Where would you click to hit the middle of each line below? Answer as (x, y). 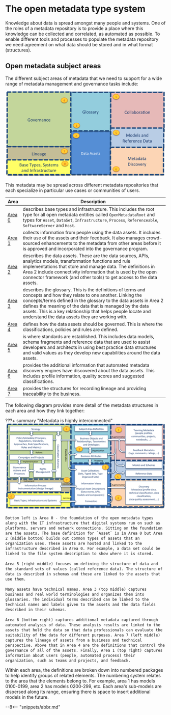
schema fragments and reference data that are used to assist (87, 342)
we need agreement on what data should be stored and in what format (79, 44)
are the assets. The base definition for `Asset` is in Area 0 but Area (84, 533)
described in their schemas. (36, 610)
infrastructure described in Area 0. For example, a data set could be (83, 548)
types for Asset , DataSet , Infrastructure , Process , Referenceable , (91, 220)
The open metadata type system (76, 9)
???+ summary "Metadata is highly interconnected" (59, 420)
